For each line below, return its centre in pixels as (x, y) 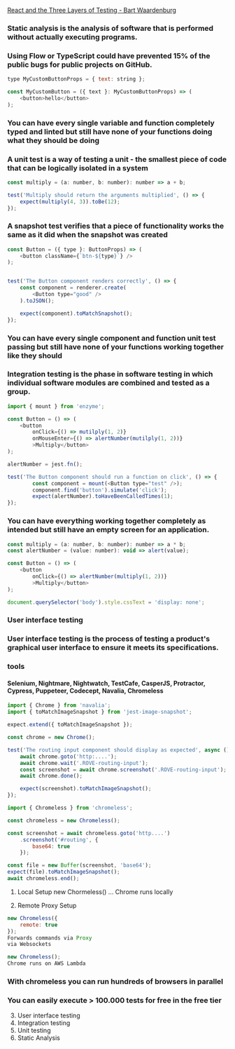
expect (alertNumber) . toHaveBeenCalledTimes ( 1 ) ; (103, 496)
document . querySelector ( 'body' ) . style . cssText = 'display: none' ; (106, 602)
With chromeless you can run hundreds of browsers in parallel (115, 982)
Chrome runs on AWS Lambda (47, 963)
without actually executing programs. (72, 36)
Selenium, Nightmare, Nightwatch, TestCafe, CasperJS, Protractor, (106, 683)
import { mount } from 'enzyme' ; (56, 406)
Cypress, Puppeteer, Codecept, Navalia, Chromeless (85, 691)
